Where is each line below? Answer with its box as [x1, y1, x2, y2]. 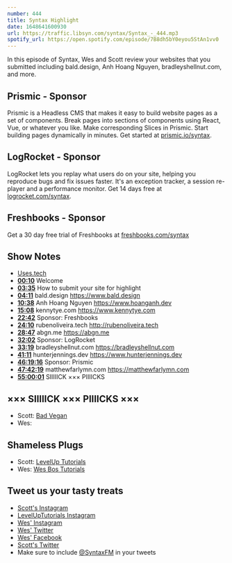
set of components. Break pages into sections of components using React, [7, 116, 221, 124]
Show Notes [7, 250, 61, 262]
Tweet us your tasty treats [7, 485, 124, 497]
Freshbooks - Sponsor [7, 212, 106, 224]
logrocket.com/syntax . [7, 192, 72, 200]
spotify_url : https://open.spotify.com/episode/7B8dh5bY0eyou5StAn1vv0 [7, 36, 219, 43]
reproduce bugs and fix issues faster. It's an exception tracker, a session [7, 177, 215, 185]
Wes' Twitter [17, 525, 54, 534]
